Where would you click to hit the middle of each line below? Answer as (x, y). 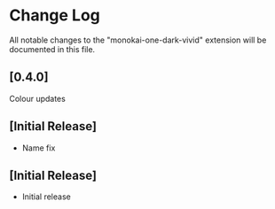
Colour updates (38, 98)
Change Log (55, 15)
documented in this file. (52, 49)
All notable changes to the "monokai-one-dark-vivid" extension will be (138, 40)
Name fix (39, 148)
